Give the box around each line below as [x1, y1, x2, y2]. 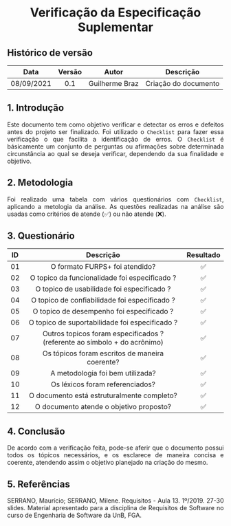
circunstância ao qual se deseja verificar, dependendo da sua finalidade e [7, 149, 224, 157]
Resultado [186, 250, 221, 260]
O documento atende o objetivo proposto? [34, 402, 172, 412]
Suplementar [78, 19, 153, 35]
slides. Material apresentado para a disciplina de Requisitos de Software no [7, 504, 224, 512]
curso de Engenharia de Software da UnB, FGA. [7, 511, 142, 520]
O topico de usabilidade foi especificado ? [35, 284, 171, 294]
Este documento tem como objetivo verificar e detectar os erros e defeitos [7, 120, 224, 129]
